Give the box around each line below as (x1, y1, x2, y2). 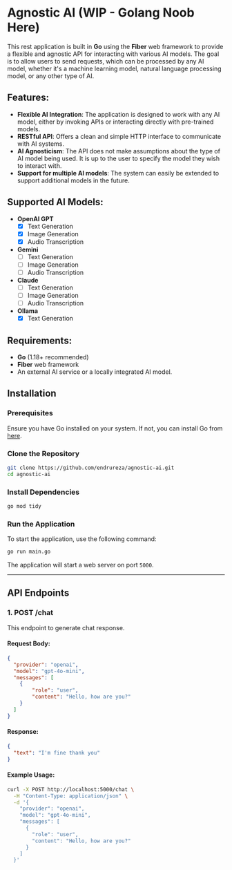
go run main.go (7, 548, 51, 556)
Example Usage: (7, 770, 55, 779)
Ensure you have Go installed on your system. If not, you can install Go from (7, 424, 223, 433)
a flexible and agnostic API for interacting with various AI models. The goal (7, 50, 220, 58)
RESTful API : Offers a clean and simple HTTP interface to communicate (17, 132, 222, 140)
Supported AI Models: (7, 196, 104, 208)
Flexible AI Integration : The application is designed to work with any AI (17, 110, 220, 118)
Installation (7, 388, 57, 399)
